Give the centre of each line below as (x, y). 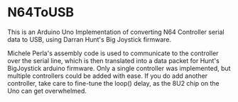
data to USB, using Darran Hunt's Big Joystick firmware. (90, 39)
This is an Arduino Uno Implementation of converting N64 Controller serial (116, 32)
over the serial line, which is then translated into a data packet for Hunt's (114, 60)
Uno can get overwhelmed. (47, 91)
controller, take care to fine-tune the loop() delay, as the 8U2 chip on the (113, 83)
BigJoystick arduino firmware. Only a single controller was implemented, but (119, 68)
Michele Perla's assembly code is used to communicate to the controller (113, 53)
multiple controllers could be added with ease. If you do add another (108, 76)
